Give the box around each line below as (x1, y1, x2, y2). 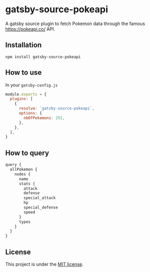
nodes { (14, 171, 31, 177)
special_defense (23, 205, 58, 210)
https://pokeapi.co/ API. (5, 26, 55, 32)
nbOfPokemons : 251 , (23, 115, 65, 121)
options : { (18, 111, 42, 116)
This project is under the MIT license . (5, 261, 84, 267)
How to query (5, 148, 49, 157)
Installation (5, 41, 42, 50)
